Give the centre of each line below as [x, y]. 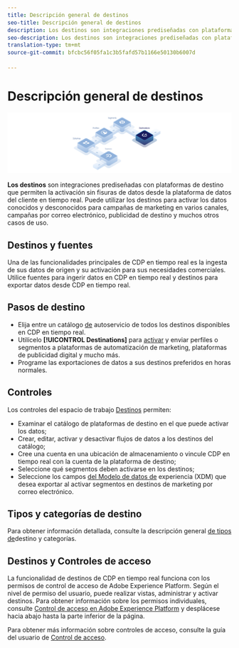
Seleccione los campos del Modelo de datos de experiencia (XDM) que [122, 476]
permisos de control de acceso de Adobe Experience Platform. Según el [113, 586]
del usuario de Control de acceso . [57, 637]
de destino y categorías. [42, 539]
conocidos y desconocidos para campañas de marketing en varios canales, [118, 207]
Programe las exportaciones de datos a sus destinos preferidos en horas [124, 362]
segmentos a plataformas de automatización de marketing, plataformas [122, 347]
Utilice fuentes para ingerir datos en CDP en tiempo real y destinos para [113, 277]
